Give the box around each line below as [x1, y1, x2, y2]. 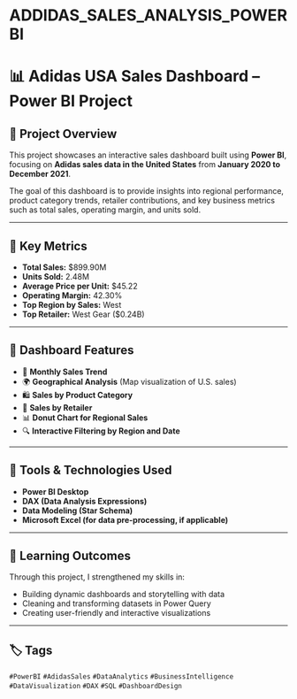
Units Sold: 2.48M [21, 272, 90, 281]
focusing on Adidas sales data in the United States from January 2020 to [9, 159, 281, 170]
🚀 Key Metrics [9, 238, 88, 253]
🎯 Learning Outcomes [9, 549, 131, 564]
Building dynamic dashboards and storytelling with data [21, 589, 225, 600]
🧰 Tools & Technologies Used [9, 463, 172, 478]
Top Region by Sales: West [21, 300, 122, 310]
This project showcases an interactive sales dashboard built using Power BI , [9, 150, 287, 160]
